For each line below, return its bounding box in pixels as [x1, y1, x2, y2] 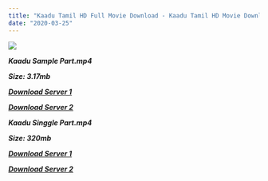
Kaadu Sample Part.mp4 [8, 56, 93, 65]
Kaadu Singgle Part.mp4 [8, 117, 93, 128]
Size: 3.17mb [8, 71, 51, 81]
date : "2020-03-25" [8, 19, 73, 27]
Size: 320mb [8, 133, 52, 143]
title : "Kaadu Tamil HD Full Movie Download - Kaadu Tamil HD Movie [8, 11, 241, 20]
